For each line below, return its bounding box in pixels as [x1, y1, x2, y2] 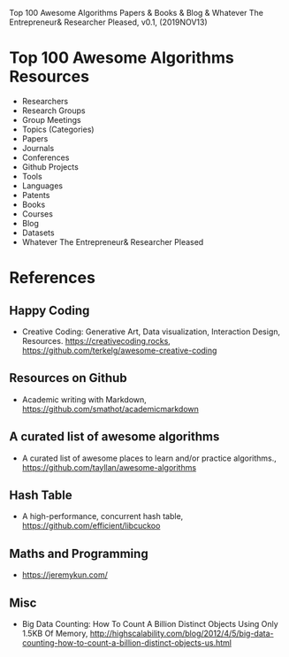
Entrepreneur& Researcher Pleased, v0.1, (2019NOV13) [9, 17, 208, 27]
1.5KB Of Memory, [21, 628, 88, 638]
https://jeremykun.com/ [21, 569, 109, 580]
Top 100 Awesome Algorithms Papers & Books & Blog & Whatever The [9, 8, 263, 18]
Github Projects [21, 161, 80, 172]
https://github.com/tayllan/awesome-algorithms [21, 462, 197, 472]
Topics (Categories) [21, 124, 95, 134]
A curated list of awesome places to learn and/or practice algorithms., [21, 453, 277, 463]
